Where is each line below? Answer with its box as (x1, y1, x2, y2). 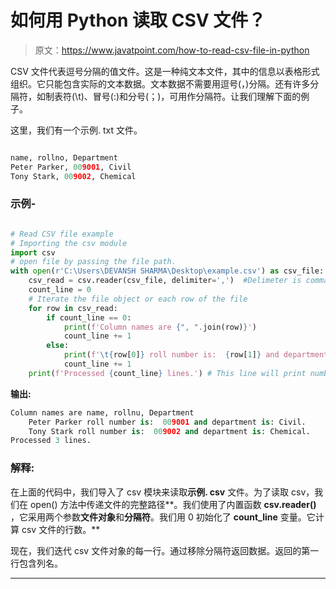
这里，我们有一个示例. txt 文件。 (10, 124, 143, 136)
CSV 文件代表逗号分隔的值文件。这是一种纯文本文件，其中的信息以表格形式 (10, 65, 320, 77)
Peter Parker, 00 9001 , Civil (10, 162, 132, 172)
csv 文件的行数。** (21, 523, 101, 535)
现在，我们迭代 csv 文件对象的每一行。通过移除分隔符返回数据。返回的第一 (10, 544, 320, 556)
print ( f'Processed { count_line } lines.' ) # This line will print (28, 368, 307, 378)
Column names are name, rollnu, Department (10, 407, 195, 418)
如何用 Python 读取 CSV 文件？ (10, 9, 267, 32)
